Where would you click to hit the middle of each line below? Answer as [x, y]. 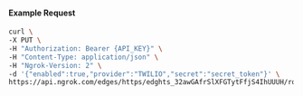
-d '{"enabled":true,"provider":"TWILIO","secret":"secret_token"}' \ [144, 74]
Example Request [42, 13]
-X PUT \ [25, 41]
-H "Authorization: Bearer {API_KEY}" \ [86, 48]
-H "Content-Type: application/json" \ [84, 57]
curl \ [21, 32]
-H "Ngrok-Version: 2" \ [55, 65]
